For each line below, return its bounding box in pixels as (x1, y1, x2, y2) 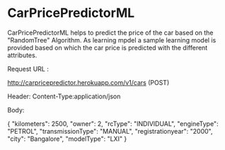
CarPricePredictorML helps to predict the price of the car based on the (7, 28, 214, 37)
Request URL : (7, 64, 50, 73)
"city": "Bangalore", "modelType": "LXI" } (7, 134, 127, 143)
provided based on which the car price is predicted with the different (7, 43, 208, 52)
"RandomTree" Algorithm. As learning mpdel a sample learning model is (7, 35, 217, 44)
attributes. (7, 51, 37, 59)
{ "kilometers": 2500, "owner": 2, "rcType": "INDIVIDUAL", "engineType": (7, 119, 219, 128)
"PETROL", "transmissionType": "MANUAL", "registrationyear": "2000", (7, 127, 213, 135)
